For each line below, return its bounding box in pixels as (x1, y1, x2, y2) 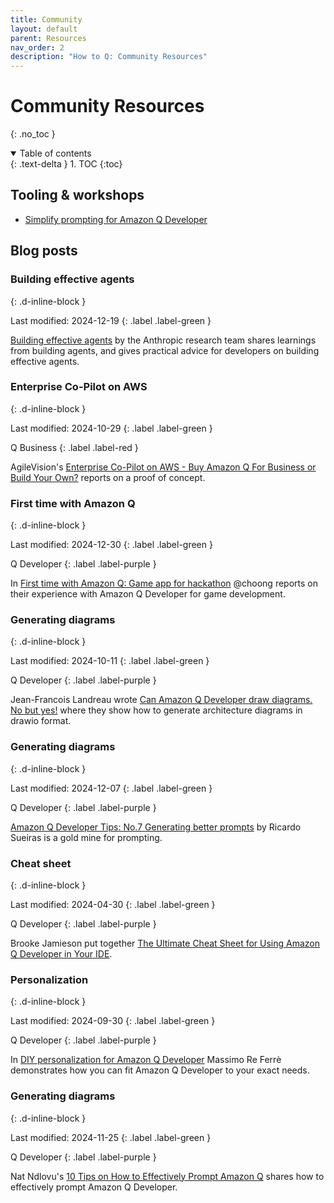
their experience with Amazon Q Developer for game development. (10, 588, 286, 600)
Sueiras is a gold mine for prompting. (10, 831, 163, 843)
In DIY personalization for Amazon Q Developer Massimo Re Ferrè (10, 1054, 282, 1066)
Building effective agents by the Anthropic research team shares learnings (10, 334, 317, 346)
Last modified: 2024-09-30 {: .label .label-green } (10, 1015, 216, 1027)
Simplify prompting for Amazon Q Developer (24, 213, 208, 225)
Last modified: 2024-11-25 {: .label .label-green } (10, 1131, 212, 1143)
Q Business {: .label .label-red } (10, 441, 139, 453)
